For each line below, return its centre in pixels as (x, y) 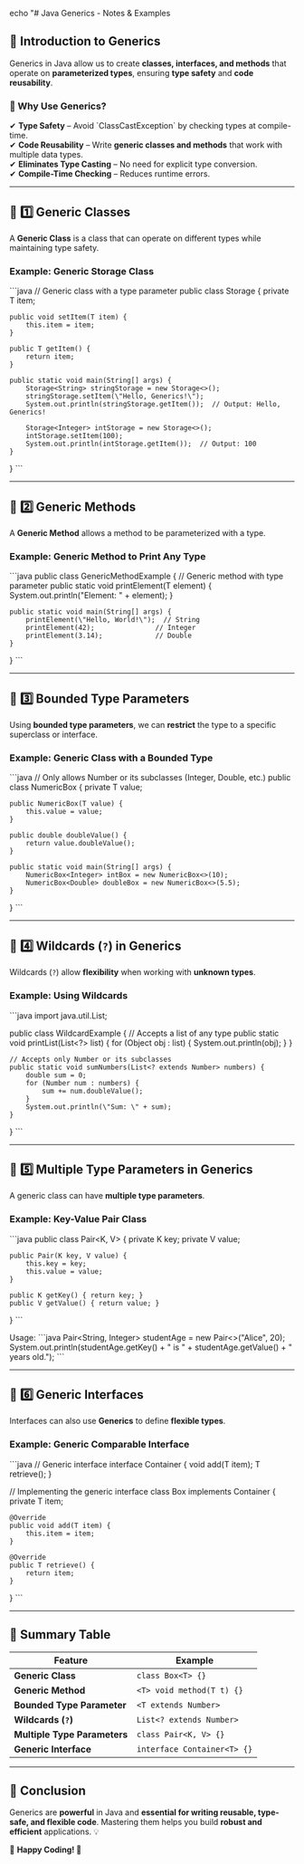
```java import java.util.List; (58, 1015)
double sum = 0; (57, 1075)
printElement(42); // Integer (111, 628)
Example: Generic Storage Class (82, 271)
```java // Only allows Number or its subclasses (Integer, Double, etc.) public (150, 778)
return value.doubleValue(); (81, 844)
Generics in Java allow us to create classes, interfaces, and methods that (148, 63)
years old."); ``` (37, 1356)
